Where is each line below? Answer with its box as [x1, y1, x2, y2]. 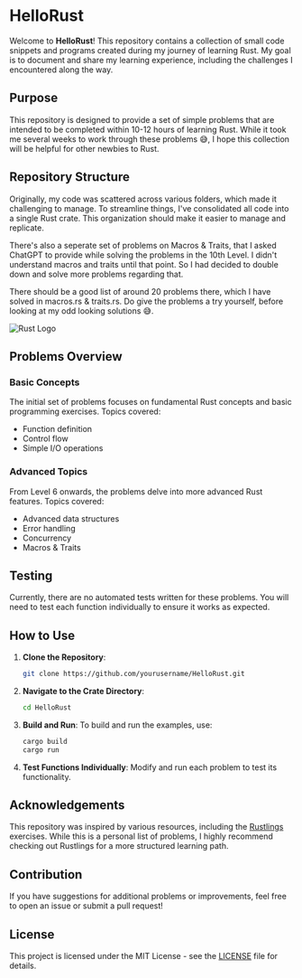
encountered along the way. [9, 64, 114, 75]
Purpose [9, 90, 59, 106]
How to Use [9, 627, 76, 643]
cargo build [22, 737, 68, 746]
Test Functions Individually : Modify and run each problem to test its [22, 761, 278, 773]
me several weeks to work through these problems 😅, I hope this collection [9, 133, 290, 145]
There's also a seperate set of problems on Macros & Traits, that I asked [9, 240, 277, 250]
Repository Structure [9, 169, 131, 185]
